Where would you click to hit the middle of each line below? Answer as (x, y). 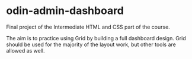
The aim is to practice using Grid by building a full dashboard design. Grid (96, 38)
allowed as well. (26, 50)
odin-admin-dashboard (65, 11)
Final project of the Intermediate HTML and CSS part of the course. (88, 27)
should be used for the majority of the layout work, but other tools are (91, 44)
